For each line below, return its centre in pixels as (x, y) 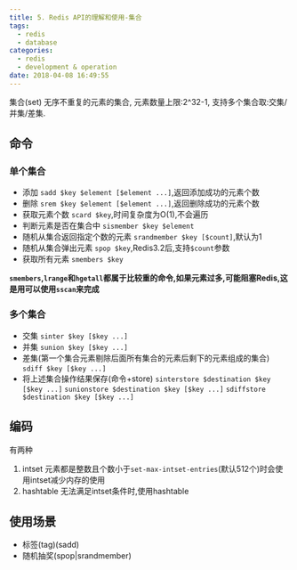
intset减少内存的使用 (68, 480)
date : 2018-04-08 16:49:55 (59, 76)
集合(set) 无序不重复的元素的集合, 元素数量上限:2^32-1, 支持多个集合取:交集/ (148, 102)
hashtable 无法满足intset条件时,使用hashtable (105, 491)
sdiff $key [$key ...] (64, 369)
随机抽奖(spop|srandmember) (76, 556)
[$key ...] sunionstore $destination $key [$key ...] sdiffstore (144, 389)
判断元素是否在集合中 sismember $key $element (108, 226)
